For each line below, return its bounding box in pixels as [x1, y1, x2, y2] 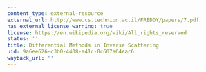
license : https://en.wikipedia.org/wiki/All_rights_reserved [7, 29, 187, 36]
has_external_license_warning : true [7, 23, 113, 29]
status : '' [7, 36, 39, 43]
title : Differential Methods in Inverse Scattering [7, 42, 159, 49]
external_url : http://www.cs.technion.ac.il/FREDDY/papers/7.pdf [7, 16, 199, 23]
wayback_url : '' [7, 55, 54, 62]
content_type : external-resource [7, 10, 104, 17]
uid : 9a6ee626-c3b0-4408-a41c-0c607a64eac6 [7, 49, 135, 56]
